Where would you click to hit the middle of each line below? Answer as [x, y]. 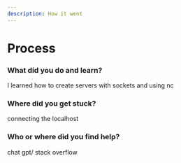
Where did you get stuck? [52, 104]
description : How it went [45, 14]
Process [31, 48]
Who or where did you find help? [64, 137]
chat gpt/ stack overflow [43, 152]
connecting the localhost [43, 119]
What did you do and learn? [55, 70]
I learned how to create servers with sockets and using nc [90, 85]
